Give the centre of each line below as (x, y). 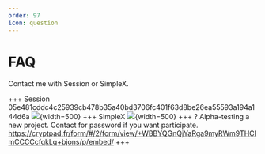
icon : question (33, 23)
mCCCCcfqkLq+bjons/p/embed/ (61, 142)
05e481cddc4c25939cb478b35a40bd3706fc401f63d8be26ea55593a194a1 (132, 107)
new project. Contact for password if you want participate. (103, 125)
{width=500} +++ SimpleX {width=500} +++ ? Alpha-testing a (144, 117)
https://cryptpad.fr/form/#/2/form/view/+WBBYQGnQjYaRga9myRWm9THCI (132, 133)
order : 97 (25, 15)
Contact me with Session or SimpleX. (68, 84)
